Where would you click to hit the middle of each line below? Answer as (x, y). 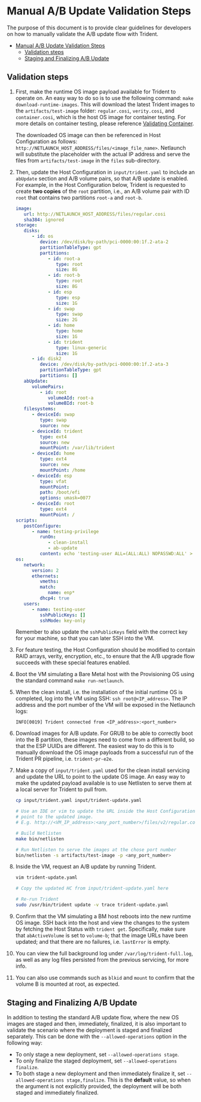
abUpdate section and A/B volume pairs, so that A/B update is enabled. (102, 178)
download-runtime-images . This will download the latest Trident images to (105, 104)
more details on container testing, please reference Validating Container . (105, 123)
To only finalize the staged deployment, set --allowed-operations (96, 1061)
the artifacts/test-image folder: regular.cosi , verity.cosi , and (95, 110)
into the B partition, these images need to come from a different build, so (105, 740)
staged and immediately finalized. (57, 1092)
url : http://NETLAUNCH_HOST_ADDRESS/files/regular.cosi (95, 214)
